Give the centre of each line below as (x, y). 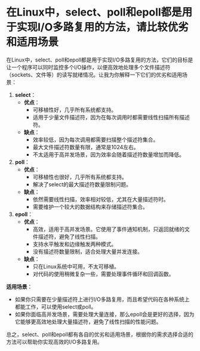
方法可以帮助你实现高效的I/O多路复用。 (54, 341)
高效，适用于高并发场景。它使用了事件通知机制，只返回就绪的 (109, 229)
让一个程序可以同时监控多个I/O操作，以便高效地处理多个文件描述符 (88, 67)
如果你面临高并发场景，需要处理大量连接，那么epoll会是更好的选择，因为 (104, 314)
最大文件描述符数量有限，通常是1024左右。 (86, 147)
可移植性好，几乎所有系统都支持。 (75, 110)
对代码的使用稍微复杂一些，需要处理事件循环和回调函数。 (103, 274)
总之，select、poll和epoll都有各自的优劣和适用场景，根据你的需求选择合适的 (100, 334)
